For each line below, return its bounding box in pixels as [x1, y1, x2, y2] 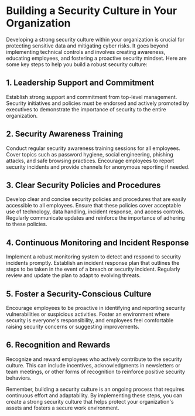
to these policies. [6, 221, 48, 228]
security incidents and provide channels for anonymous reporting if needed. [6, 163, 190, 171]
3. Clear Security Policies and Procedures [6, 180, 161, 190]
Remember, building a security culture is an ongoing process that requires [6, 386, 184, 393]
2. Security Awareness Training [6, 129, 124, 139]
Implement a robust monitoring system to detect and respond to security [6, 253, 182, 260]
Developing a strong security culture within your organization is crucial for [6, 36, 185, 43]
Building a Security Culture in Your [6, 4, 177, 18]
